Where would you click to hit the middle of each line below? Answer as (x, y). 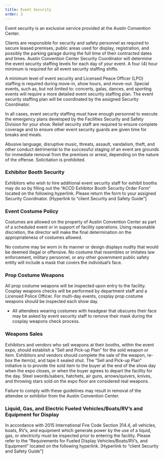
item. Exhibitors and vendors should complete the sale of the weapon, (75, 355)
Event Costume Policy (32, 211)
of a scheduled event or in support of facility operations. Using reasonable (80, 227)
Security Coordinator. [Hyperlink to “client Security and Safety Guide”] (76, 198)
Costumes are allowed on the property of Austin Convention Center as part (81, 222)
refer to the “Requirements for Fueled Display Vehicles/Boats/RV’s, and (76, 440)
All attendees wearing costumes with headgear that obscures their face (84, 311)
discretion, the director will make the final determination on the (68, 232)
